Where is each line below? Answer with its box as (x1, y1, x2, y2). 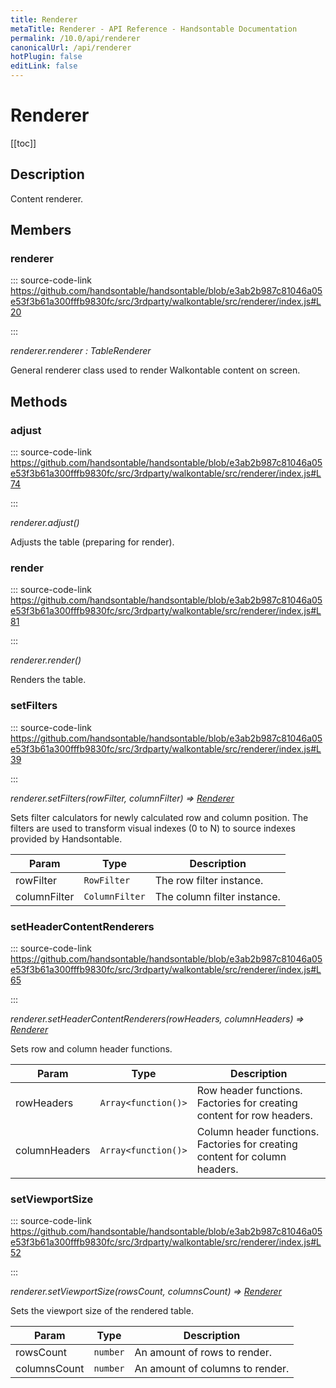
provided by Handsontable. (10, 832, 123, 845)
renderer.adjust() (10, 517, 80, 529)
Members (10, 222, 72, 239)
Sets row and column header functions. (10, 1043, 173, 1055)
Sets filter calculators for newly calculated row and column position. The (10, 811, 309, 823)
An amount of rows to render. (134, 1346, 273, 1360)
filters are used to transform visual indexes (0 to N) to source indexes (10, 822, 296, 834)
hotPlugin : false (10, 52, 83, 62)
